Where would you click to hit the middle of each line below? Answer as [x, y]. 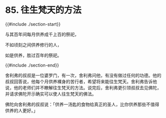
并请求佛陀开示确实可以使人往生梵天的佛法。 [51, 94]
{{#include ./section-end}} [32, 65]
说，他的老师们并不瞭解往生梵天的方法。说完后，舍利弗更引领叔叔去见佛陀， [83, 87]
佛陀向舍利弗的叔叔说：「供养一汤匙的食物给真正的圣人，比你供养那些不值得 [82, 104]
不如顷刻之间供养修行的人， [33, 44]
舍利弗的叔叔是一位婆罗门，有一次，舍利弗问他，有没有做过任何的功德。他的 [83, 75]
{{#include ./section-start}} [33, 24]
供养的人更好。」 [22, 110]
